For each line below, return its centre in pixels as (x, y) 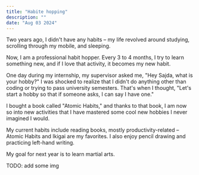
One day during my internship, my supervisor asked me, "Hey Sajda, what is (99, 76)
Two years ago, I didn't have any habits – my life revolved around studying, (98, 40)
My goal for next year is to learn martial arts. (60, 154)
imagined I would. (28, 118)
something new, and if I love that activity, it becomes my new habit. (88, 64)
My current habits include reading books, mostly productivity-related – (93, 130)
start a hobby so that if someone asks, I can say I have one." (80, 94)
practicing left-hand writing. (40, 143)
